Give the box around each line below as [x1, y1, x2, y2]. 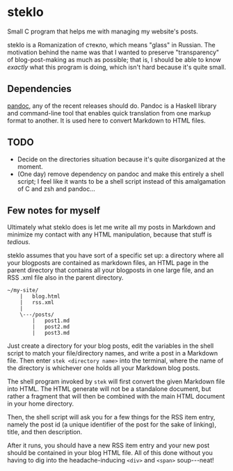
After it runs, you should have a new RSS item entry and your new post [7, 441, 210, 449]
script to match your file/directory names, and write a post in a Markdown [7, 349, 218, 358]
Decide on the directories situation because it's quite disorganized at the [17, 154, 226, 163]
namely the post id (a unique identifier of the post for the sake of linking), [7, 420, 217, 429]
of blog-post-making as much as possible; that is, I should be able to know [7, 55, 221, 63]
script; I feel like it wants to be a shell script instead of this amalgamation [17, 177, 226, 185]
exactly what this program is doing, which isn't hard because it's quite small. [7, 63, 226, 71]
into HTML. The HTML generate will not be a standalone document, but [7, 385, 211, 393]
